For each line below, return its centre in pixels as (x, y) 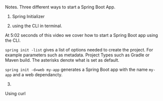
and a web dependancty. (38, 75)
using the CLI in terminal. (37, 26)
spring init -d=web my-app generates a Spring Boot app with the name (76, 69)
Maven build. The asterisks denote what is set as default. (62, 60)
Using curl (15, 93)
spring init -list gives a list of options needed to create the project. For (79, 50)
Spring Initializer (28, 16)
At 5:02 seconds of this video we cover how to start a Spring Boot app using (81, 35)
